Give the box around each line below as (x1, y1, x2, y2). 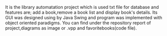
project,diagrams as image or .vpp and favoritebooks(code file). (5, 25, 137, 31)
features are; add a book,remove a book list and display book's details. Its (5, 9, 158, 15)
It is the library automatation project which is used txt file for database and (5, 4, 159, 10)
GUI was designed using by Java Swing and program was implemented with (5, 15, 162, 20)
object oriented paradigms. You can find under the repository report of (5, 20, 151, 26)
